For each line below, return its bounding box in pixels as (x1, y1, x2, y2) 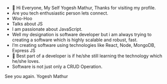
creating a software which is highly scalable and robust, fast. (12, 37, 138, 43)
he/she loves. (12, 58, 40, 64)
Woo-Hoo (12, 16, 33, 21)
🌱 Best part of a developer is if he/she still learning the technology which (12, 53, 162, 59)
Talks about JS (12, 21, 43, 27)
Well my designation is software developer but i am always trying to (12, 32, 152, 37)
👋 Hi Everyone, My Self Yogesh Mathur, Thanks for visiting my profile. (12, 5, 156, 11)
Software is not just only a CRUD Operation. (12, 63, 103, 69)
